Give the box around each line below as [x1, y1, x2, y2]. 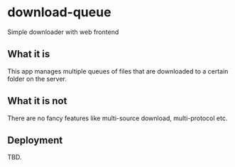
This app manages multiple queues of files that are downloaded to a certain [7, 67, 229, 75]
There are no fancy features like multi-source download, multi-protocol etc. [7, 114, 228, 122]
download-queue [7, 4, 111, 21]
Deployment [7, 134, 63, 146]
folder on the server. [7, 74, 67, 83]
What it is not [7, 95, 67, 107]
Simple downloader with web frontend [7, 28, 119, 36]
